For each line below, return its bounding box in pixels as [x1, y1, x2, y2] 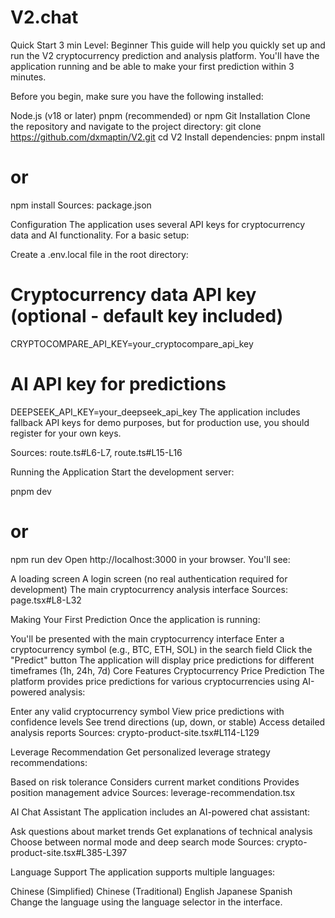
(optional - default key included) [10, 305, 284, 328]
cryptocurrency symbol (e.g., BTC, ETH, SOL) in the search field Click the [10, 643, 313, 655]
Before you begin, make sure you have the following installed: [10, 90, 264, 102]
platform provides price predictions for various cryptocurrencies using [10, 675, 300, 687]
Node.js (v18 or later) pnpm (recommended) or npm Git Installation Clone [10, 109, 311, 121]
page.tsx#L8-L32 [10, 594, 82, 606]
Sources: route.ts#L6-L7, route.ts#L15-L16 [10, 446, 183, 458]
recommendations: [10, 756, 88, 768]
